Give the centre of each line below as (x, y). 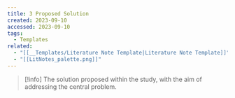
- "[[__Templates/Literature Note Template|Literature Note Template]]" (122, 53)
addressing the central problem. (70, 86)
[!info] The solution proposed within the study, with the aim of (113, 79)
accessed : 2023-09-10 (39, 27)
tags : (15, 33)
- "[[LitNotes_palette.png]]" (57, 59)
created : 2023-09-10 (37, 20)
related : (20, 46)
